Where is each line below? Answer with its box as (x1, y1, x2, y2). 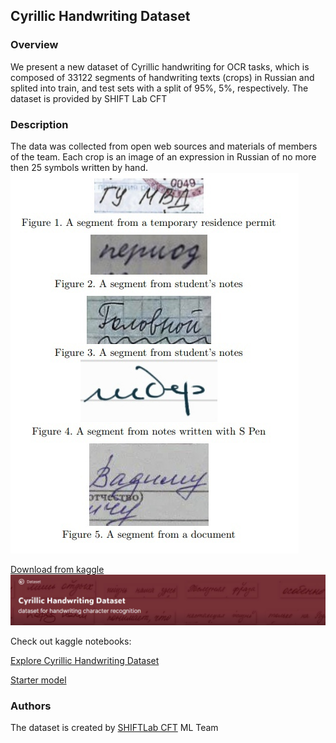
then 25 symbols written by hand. (10, 161, 148, 173)
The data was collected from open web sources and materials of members (10, 140, 318, 152)
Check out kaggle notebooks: (10, 635, 132, 647)
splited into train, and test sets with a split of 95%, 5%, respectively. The (10, 82, 309, 94)
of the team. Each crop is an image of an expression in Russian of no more (10, 150, 317, 163)
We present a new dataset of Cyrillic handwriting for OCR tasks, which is (10, 60, 310, 73)
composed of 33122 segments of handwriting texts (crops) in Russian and (10, 71, 315, 83)
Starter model (10, 674, 67, 686)
